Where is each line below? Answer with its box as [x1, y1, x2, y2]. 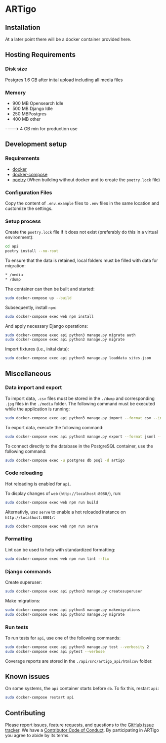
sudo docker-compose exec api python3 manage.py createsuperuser [5, 589, 142, 594]
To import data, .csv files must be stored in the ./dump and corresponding [5, 395, 155, 401]
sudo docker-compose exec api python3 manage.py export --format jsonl [5, 434, 156, 439]
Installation [5, 23, 41, 32]
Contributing [5, 709, 45, 717]
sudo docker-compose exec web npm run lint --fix [5, 556, 110, 561]
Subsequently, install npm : [5, 304, 57, 310]
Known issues [5, 672, 50, 681]
